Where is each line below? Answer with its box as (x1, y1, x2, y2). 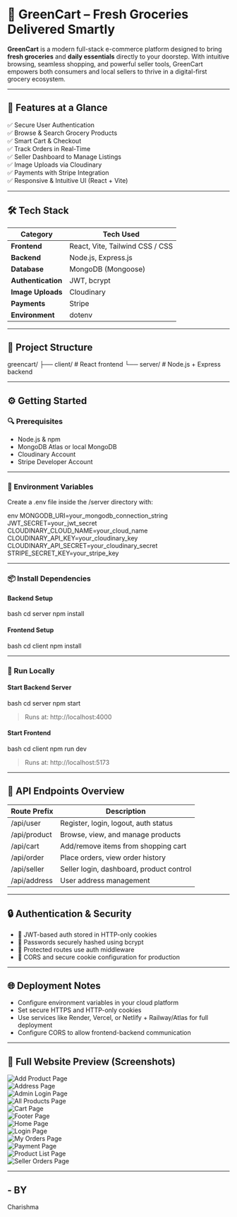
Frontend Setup (7, 626, 54, 634)
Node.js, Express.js (69, 252, 133, 262)
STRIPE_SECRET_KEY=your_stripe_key (7, 549, 119, 557)
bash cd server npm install (7, 610, 85, 618)
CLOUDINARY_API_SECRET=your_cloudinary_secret (7, 542, 158, 550)
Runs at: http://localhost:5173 (24, 759, 110, 767)
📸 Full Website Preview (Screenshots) (7, 1055, 176, 1067)
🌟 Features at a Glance (7, 102, 108, 114)
